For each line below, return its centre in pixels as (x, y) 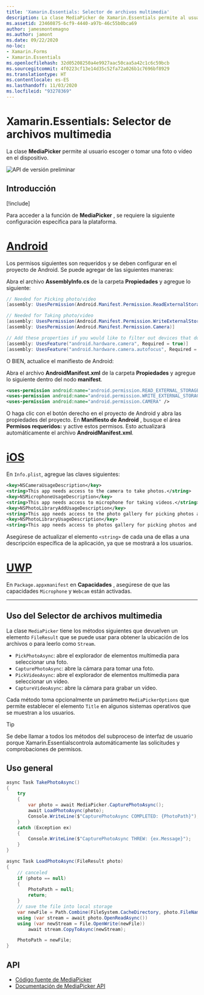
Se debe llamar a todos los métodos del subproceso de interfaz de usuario (100, 736)
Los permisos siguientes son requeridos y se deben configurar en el (92, 263)
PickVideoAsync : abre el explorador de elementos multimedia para (97, 675)
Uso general (30, 768)
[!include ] (18, 203)
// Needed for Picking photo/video (51, 299)
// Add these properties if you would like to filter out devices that (99, 338)
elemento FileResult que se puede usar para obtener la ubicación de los (97, 637)
